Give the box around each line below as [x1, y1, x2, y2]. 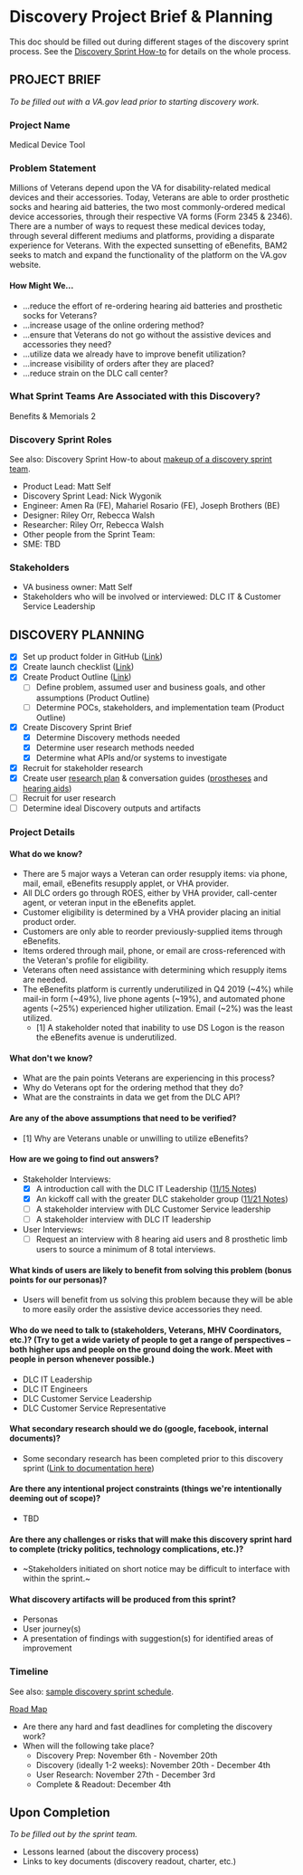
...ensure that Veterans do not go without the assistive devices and [22, 328, 271, 340]
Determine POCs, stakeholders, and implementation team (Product [35, 701, 285, 712]
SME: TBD [22, 538, 62, 549]
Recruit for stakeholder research [22, 762, 144, 773]
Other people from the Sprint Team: [22, 529, 156, 540]
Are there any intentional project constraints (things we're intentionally [9, 1483, 282, 1494]
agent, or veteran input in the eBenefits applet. [22, 898, 196, 909]
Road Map [9, 1703, 48, 1714]
